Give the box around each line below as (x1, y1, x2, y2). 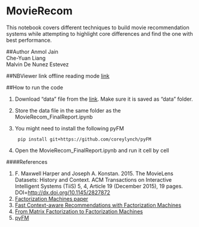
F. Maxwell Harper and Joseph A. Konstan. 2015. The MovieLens (14, 170, 174, 177)
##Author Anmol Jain (6, 48, 58, 55)
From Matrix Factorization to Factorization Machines (14, 207, 143, 215)
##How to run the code (6, 83, 64, 91)
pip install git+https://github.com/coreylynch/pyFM (17, 136, 151, 142)
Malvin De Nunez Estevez (6, 61, 69, 68)
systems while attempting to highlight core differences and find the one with (6, 30, 194, 37)
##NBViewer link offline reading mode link (6, 72, 110, 79)
